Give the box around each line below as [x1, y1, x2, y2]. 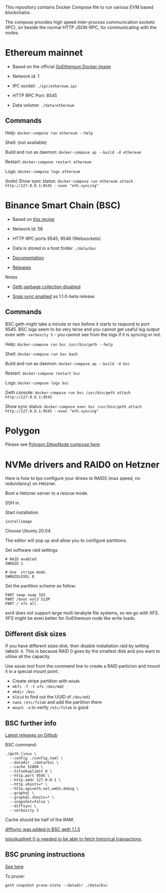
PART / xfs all [5, 601, 37, 606]
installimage [5, 519, 32, 524]
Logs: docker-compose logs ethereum [5, 168, 81, 174]
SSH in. [5, 500, 21, 506]
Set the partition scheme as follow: [5, 583, 77, 589]
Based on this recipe [12, 216, 55, 222]
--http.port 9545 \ [9, 773, 50, 778]
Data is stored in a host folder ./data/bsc [12, 245, 96, 251]
